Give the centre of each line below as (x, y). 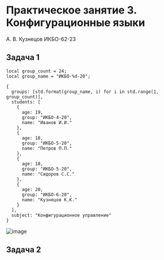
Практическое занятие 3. (71, 10)
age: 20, (32, 189)
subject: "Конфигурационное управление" (61, 215)
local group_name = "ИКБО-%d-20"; (48, 76)
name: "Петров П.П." (47, 148)
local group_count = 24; (36, 71)
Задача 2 (24, 250)
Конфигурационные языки (76, 23)
